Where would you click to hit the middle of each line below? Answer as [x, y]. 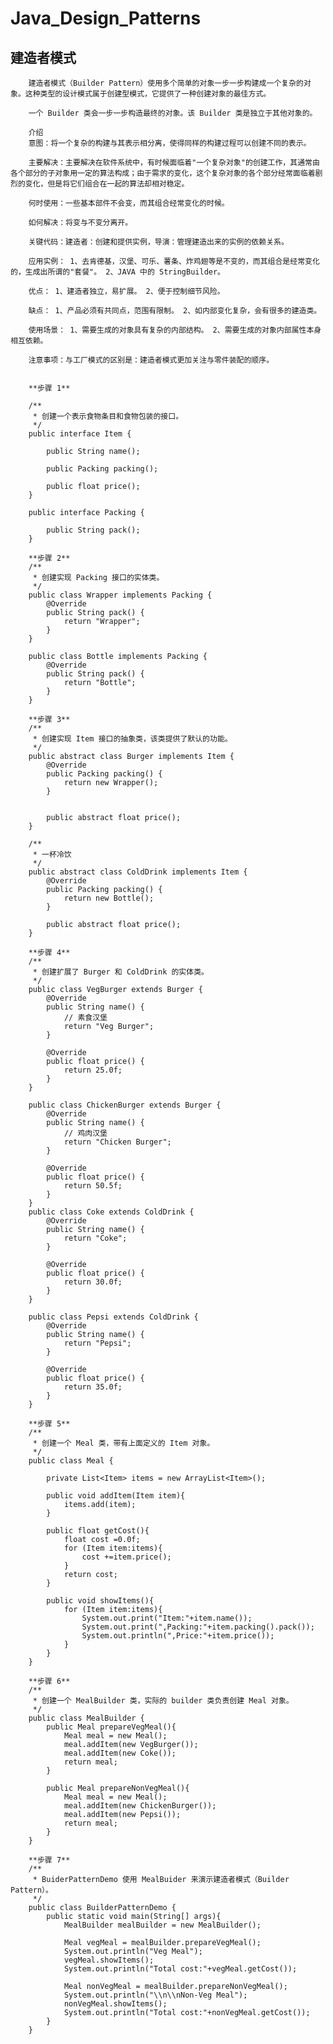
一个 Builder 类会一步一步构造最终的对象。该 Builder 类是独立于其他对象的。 [173, 113]
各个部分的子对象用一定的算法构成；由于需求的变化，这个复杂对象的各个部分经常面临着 [163, 173]
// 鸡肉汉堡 [85, 1133]
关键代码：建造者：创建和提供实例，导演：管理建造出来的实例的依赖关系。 [158, 242]
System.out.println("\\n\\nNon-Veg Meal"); [155, 1995]
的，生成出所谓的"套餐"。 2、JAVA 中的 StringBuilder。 [118, 272]
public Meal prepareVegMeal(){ [111, 1727]
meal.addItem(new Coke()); [120, 1753]
